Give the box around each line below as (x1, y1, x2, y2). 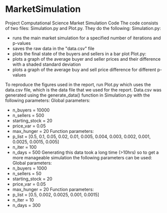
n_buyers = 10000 (12, 107, 50, 113)
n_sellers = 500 (12, 112, 44, 118)
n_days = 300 (12, 202, 41, 208)
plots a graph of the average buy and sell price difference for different (12, 66, 157, 73)
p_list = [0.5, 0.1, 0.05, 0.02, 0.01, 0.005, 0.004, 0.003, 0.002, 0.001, (12, 133, 151, 139)
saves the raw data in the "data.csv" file (12, 45, 95, 51)
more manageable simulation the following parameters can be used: (12, 154, 153, 160)
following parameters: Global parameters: (5, 97, 91, 103)
